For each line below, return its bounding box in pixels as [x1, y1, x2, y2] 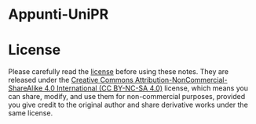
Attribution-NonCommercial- [134, 76, 228, 85]
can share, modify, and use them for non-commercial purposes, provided [8, 92, 246, 101]
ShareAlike [8, 83, 43, 93]
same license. [8, 108, 53, 118]
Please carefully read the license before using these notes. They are [8, 67, 229, 76]
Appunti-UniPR [8, 5, 109, 23]
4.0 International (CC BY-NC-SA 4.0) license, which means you [44, 83, 249, 93]
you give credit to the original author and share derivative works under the [8, 100, 249, 110]
